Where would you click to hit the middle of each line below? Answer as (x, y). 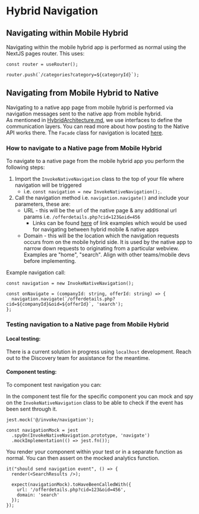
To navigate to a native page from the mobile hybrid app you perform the (95, 161)
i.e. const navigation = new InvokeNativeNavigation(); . (93, 192)
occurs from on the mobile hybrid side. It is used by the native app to (108, 242)
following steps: (26, 167)
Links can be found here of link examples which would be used (110, 223)
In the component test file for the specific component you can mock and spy (100, 396)
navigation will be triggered (48, 185)
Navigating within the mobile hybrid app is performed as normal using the (96, 47)
